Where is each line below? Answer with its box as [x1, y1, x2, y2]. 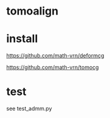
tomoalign [6, 4, 59, 18]
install [6, 32, 38, 46]
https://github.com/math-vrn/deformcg [6, 52, 105, 59]
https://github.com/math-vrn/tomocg [6, 64, 99, 71]
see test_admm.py [6, 105, 52, 113]
